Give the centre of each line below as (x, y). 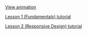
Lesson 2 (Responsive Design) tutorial (43, 26)
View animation (21, 7)
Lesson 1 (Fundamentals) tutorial (38, 17)
